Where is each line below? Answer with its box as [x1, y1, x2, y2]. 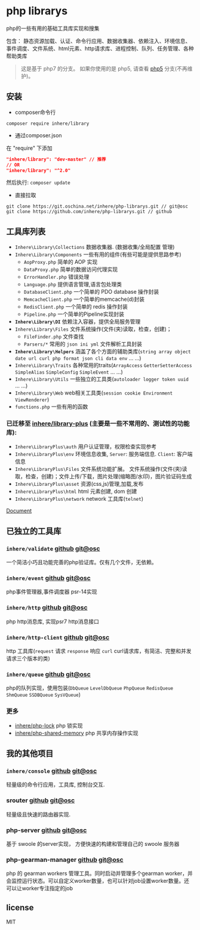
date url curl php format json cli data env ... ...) [14, 355, 141, 362]
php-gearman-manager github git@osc [6, 855, 124, 864]
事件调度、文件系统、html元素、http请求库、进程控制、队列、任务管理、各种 [6, 45, 194, 52]
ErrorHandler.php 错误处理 [23, 273, 90, 281]
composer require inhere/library [6, 121, 90, 127]
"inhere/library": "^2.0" [6, 167, 70, 174]
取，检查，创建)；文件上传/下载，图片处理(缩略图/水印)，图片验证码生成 [14, 473, 192, 480]
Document [6, 507, 32, 515]
